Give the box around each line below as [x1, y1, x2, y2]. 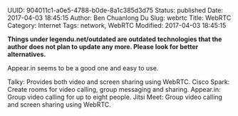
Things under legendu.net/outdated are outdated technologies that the [7, 35, 222, 43]
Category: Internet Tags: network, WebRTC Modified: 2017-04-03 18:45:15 [7, 21, 227, 29]
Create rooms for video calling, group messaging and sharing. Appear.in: [7, 85, 221, 93]
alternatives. [7, 50, 46, 58]
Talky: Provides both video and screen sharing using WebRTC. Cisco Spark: [7, 78, 230, 86]
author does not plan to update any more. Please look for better [7, 43, 199, 51]
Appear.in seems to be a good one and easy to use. [7, 64, 159, 72]
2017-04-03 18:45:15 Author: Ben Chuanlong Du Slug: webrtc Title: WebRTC [7, 14, 232, 22]
